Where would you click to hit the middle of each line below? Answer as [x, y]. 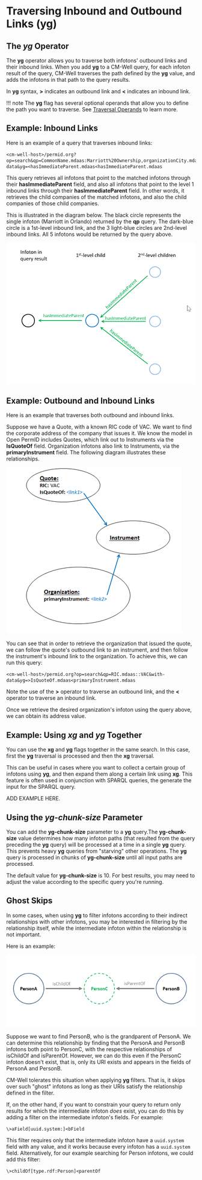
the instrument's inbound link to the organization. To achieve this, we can [97, 656]
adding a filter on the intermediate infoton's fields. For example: [85, 1117]
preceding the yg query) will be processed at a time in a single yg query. [96, 845]
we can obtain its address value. [46, 716]
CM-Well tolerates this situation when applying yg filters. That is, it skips [96, 1080]
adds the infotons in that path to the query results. [68, 80]
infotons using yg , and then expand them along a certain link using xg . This [99, 774]
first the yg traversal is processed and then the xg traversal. [80, 756]
